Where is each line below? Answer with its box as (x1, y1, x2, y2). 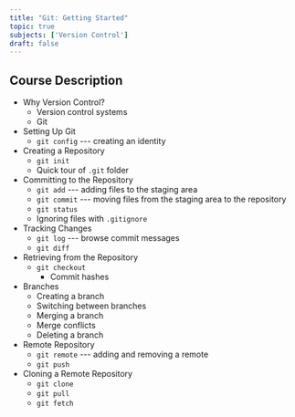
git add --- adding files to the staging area (36, 184, 198, 195)
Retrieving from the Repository (22, 252, 139, 263)
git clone (36, 380, 75, 389)
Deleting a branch (36, 329, 104, 340)
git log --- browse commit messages (36, 233, 180, 244)
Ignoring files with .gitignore (36, 214, 148, 224)
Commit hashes (49, 271, 110, 283)
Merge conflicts (36, 320, 96, 331)
